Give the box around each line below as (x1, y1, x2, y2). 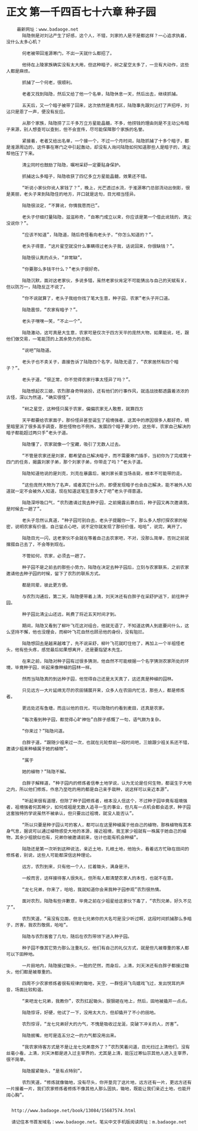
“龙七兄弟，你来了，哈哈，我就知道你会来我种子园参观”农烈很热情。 (21, 886, 164, 893)
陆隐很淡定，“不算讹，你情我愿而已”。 (21, 202, 102, 209)
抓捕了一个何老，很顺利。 (21, 79, 75, 86)
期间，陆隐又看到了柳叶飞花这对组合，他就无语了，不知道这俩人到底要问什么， (21, 623, 185, 628)
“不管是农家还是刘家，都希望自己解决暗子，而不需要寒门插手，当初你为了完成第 (21, 453, 188, 459)
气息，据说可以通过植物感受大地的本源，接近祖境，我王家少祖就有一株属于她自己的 (10, 828, 182, 834)
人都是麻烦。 (6, 68, 33, 74)
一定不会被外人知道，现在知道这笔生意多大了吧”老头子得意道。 (14, 488, 145, 494)
